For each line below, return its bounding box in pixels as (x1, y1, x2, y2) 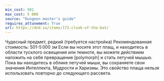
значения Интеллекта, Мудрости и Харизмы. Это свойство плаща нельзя (5, 65, 160, 71)
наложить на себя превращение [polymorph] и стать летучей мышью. (5, 54, 153, 60)
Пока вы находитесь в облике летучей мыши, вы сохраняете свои (5, 60, 145, 66)
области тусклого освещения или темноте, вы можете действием (5, 50, 144, 55)
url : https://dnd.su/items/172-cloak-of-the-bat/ (5, 26, 109, 30)
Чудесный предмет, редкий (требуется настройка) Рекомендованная (5, 39, 152, 45)
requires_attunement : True (5, 21, 61, 26)
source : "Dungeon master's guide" (5, 16, 76, 21)
